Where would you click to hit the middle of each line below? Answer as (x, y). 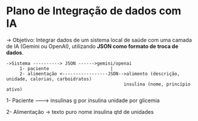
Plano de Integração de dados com (94, 11)
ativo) (14, 89)
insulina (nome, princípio (157, 84)
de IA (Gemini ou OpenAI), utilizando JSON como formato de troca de (92, 46)
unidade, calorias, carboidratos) (49, 79)
